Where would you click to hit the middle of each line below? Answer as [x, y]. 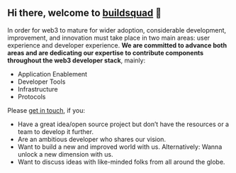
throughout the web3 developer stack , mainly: [77, 60]
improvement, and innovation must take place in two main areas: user [109, 38]
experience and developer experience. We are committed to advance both [117, 45]
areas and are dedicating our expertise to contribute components [106, 52]
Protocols [32, 96]
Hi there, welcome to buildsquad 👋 [84, 13]
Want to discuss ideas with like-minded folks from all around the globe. [121, 162]
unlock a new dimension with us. [65, 154]
